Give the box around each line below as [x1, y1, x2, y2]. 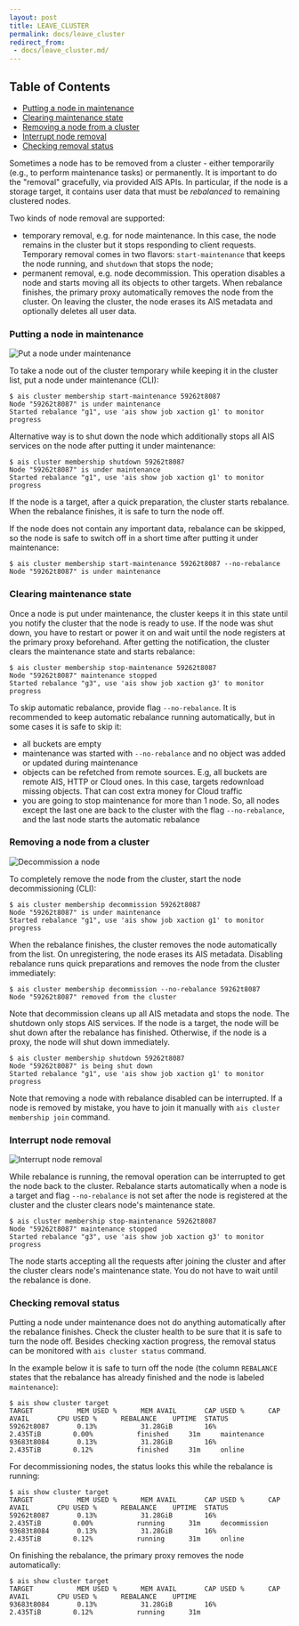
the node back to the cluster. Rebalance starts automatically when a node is [9, 1181, 287, 1192]
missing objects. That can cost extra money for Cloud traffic [21, 785, 243, 797]
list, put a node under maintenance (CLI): [9, 375, 159, 385]
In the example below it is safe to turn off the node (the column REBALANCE [9, 1363, 278, 1373]
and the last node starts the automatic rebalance [21, 813, 200, 824]
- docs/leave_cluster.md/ [12, 46, 109, 55]
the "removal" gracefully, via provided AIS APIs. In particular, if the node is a [9, 176, 288, 187]
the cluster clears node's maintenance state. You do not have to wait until [9, 1266, 279, 1276]
